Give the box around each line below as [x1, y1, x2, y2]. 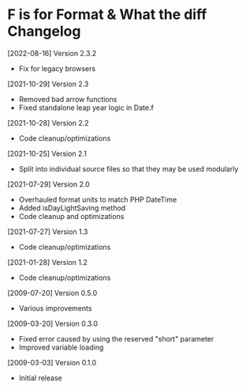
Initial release [18, 373, 62, 383]
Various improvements [18, 303, 92, 313]
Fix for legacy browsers [18, 63, 96, 73]
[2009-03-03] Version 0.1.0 [7, 357, 97, 367]
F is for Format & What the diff [7, 6, 207, 24]
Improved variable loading [18, 342, 104, 352]
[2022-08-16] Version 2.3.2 [7, 48, 97, 58]
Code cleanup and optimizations [18, 211, 125, 221]
